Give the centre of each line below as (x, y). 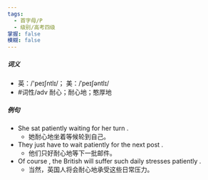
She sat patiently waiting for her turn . (73, 128)
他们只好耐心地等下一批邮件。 (72, 153)
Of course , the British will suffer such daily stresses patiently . (109, 162)
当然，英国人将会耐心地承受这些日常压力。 (91, 170)
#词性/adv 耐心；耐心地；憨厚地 (65, 92)
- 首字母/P (28, 21)
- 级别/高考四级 (35, 27)
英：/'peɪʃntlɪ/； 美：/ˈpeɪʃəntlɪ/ (63, 83)
